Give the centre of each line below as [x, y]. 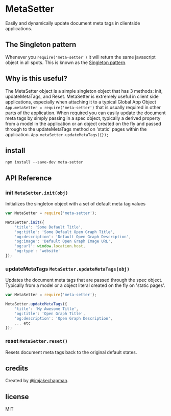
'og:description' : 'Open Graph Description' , [64, 318]
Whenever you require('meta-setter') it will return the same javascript [80, 57]
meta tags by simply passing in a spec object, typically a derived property [83, 118]
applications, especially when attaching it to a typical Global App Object [81, 102]
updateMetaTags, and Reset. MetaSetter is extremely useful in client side [82, 96]
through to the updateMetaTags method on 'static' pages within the [76, 129]
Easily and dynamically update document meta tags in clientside [73, 23]
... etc [22, 323]
